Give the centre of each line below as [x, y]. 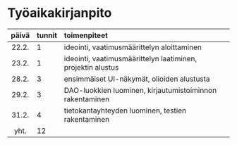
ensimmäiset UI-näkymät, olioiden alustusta [137, 79]
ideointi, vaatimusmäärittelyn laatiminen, [130, 58]
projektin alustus [91, 67]
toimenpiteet [86, 35]
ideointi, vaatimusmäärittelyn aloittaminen [133, 47]
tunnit [47, 35]
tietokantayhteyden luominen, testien [125, 111]
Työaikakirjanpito [60, 13]
